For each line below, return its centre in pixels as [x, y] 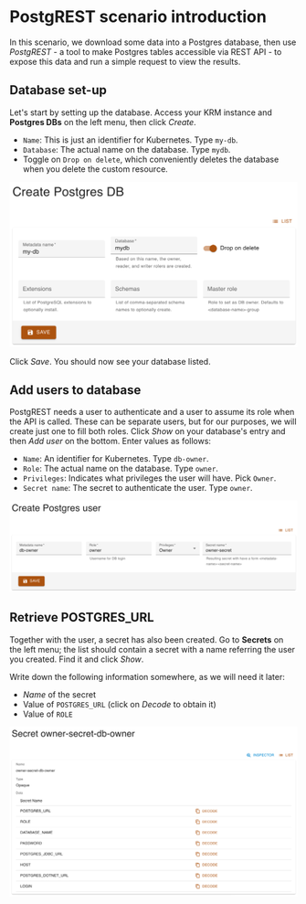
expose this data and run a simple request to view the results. [125, 61]
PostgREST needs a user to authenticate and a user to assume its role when [152, 412]
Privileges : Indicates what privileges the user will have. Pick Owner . [149, 478]
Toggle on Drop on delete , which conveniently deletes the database [151, 159]
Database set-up [58, 90]
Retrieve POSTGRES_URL [82, 617]
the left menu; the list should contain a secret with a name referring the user [152, 649]
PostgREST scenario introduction [138, 17]
